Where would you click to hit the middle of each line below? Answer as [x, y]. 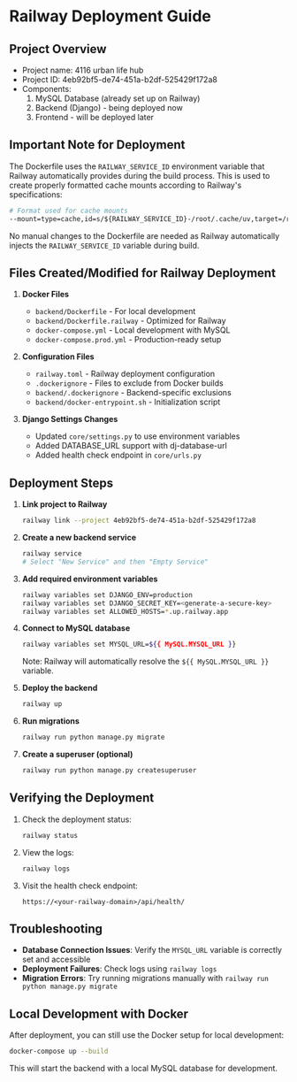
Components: [47, 89]
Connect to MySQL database [76, 628]
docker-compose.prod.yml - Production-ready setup [128, 340]
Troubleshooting [56, 929]
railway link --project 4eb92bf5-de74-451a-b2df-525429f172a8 [139, 521]
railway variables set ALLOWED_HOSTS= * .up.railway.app [125, 611]
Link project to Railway [65, 504]
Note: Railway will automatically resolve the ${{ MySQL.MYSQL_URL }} [145, 662]
